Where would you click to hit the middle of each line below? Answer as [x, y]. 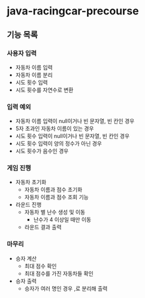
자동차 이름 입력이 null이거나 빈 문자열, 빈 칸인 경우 [75, 121]
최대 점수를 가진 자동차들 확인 [59, 273]
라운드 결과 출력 [43, 227]
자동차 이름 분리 [34, 75]
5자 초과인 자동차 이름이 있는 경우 [55, 129]
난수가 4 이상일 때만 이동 [62, 219]
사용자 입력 [22, 53]
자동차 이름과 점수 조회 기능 [56, 197]
